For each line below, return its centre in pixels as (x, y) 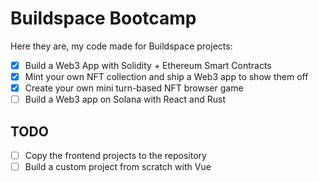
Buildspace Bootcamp (103, 18)
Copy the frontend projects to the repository (115, 155)
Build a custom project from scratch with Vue (118, 167)
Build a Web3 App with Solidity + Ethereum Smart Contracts (148, 65)
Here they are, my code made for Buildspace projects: (121, 46)
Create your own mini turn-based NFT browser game (134, 88)
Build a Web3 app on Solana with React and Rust (125, 99)
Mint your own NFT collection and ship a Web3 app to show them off (166, 76)
